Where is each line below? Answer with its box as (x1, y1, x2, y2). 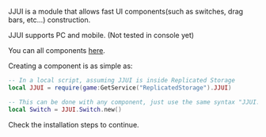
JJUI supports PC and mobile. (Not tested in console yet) (8, 31, 195, 40)
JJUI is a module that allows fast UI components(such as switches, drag (8, 7, 244, 16)
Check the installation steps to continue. (8, 120, 140, 129)
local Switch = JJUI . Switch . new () (8, 105, 123, 113)
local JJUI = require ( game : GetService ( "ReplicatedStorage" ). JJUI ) (8, 83, 232, 92)
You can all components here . (8, 46, 105, 55)
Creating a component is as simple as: (8, 61, 133, 70)
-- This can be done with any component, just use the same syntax (8, 98, 236, 106)
